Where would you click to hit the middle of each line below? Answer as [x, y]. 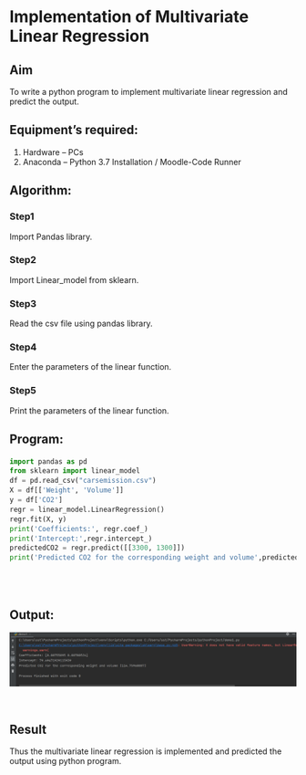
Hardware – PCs [53, 152]
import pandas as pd [49, 461]
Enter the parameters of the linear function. [91, 367]
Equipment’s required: [74, 130]
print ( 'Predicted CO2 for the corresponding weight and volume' [134, 558]
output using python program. [66, 761]
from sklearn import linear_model [75, 471]
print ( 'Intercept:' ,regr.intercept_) [81, 539]
